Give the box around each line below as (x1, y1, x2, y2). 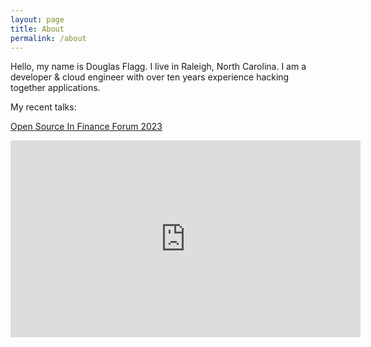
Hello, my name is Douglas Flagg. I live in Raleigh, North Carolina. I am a (10, 61, 307, 73)
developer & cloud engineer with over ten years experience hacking (10, 71, 290, 83)
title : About (10, 24, 65, 34)
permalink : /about (10, 33, 87, 43)
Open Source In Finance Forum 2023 (10, 121, 163, 133)
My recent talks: (10, 101, 77, 113)
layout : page (10, 14, 65, 25)
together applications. (10, 82, 101, 94)
